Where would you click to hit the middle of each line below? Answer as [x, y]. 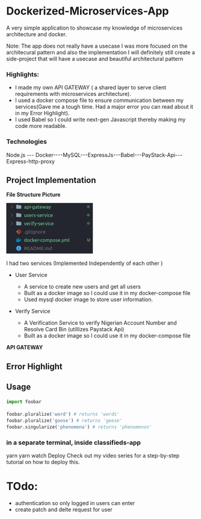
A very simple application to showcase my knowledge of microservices [94, 28]
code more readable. [41, 126]
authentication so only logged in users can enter [75, 503]
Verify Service [32, 311]
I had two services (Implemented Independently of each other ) [85, 263]
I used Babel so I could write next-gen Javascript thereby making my [100, 119]
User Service [31, 275]
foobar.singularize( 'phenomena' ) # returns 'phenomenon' [79, 427]
